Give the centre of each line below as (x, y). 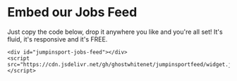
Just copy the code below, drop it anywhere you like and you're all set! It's (115, 32)
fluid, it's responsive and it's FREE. (57, 39)
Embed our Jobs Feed (72, 12)
